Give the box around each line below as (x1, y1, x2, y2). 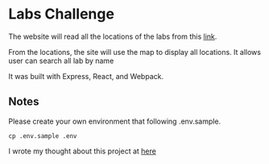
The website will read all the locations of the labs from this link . (8, 32, 217, 41)
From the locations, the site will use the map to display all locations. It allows (8, 47, 262, 57)
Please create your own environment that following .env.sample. (8, 116, 221, 126)
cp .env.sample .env (8, 132, 78, 140)
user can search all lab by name (8, 56, 114, 65)
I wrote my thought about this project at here (8, 146, 157, 156)
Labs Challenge (8, 5, 115, 23)
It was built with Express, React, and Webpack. (8, 71, 163, 81)
